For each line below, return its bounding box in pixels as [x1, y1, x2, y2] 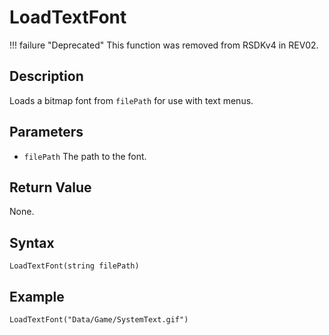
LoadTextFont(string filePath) [9, 261, 140, 271]
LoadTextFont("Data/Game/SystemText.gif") [9, 315, 189, 325]
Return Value [9, 179, 92, 196]
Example [9, 288, 65, 305]
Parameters [9, 124, 84, 141]
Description [9, 68, 84, 85]
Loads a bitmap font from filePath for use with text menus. [9, 94, 254, 106]
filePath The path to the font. [23, 150, 147, 162]
